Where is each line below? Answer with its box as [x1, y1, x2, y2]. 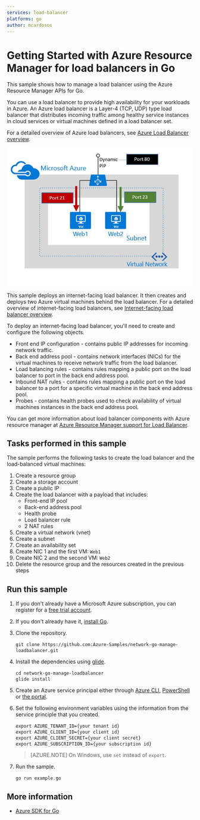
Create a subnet [15, 535, 55, 542]
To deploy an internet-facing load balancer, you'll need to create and [7, 322, 175, 329]
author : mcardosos [7, 22, 52, 28]
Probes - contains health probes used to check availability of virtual [15, 397, 182, 404]
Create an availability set [15, 542, 76, 549]
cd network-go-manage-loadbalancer [15, 671, 104, 676]
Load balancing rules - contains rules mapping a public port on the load [15, 365, 191, 372]
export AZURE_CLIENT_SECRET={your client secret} [15, 735, 142, 741]
